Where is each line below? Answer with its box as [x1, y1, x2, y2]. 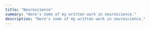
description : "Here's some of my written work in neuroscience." [5, 16, 145, 21]
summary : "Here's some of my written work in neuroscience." [5, 12, 137, 17]
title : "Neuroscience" [5, 7, 53, 12]
